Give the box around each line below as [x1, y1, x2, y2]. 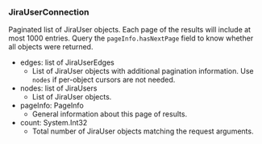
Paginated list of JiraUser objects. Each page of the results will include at [8, 25, 252, 35]
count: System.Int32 [19, 118, 88, 128]
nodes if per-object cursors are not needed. [31, 75, 176, 85]
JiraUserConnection [8, 6, 89, 18]
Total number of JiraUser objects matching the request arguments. [31, 126, 254, 136]
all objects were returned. [8, 42, 94, 52]
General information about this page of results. [31, 109, 188, 119]
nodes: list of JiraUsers [19, 83, 98, 93]
